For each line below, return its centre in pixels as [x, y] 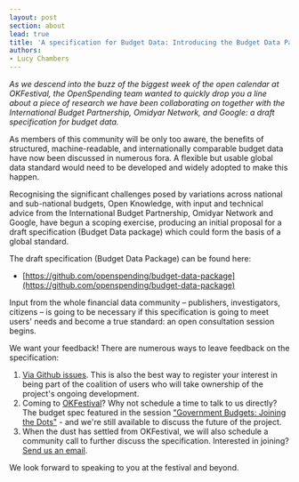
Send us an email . [55, 450]
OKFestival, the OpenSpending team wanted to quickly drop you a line [138, 93]
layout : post [33, 17]
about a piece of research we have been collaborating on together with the [147, 103]
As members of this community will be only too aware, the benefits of [137, 139]
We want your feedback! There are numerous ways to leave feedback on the [149, 348]
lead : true [29, 34]
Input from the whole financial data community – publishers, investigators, [145, 302]
